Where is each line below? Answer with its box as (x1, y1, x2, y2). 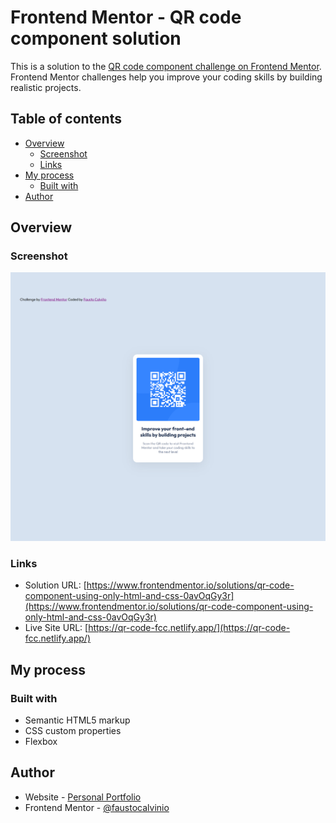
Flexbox (24, 736, 58, 748)
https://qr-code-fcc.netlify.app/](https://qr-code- (88, 622, 291, 634)
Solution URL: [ (24, 579, 87, 591)
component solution (10, 27, 182, 50)
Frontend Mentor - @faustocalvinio (24, 801, 170, 813)
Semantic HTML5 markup (24, 714, 131, 726)
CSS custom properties (24, 725, 122, 737)
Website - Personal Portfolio (24, 791, 142, 803)
